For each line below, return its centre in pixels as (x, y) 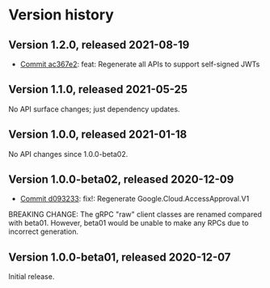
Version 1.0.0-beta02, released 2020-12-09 (121, 180)
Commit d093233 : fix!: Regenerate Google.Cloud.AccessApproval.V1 (135, 199)
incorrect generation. (44, 231)
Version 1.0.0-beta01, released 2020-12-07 (120, 257)
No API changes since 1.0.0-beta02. (68, 154)
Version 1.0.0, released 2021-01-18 (98, 135)
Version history (61, 15)
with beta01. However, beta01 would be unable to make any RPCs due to (129, 223)
